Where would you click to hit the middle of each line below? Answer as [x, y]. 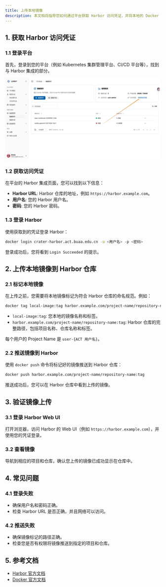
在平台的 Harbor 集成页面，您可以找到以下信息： [55, 183]
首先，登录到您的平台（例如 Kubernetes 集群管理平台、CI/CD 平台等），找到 [82, 65]
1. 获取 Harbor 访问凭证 [40, 37]
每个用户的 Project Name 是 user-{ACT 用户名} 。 [54, 339]
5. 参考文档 [22, 560]
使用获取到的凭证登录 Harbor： [37, 232]
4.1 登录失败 [19, 493]
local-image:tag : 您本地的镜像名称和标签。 [56, 316]
